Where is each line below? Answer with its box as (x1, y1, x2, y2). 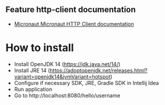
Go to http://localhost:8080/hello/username (14, 91, 121, 99)
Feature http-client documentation (5, 5, 136, 15)
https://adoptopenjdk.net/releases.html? (49, 67, 148, 74)
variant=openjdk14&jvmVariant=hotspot (14, 73, 111, 80)
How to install (5, 41, 75, 54)
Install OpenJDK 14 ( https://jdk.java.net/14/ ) (14, 60, 121, 67)
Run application (14, 86, 53, 93)
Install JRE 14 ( (14, 67, 50, 74)
